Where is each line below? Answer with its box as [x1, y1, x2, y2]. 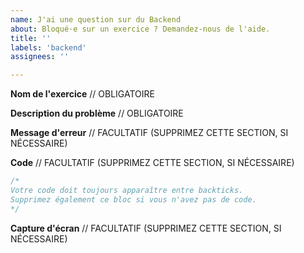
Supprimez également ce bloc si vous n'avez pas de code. [10, 194, 257, 205]
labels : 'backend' [10, 42, 87, 53]
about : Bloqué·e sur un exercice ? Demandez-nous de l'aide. [10, 24, 271, 34]
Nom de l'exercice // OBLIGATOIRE [10, 88, 155, 100]
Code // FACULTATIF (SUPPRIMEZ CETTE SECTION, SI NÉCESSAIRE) [10, 157, 295, 169]
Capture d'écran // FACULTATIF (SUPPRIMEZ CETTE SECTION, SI [10, 222, 282, 234]
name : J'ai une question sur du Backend [10, 14, 182, 25]
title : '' [10, 33, 52, 43]
